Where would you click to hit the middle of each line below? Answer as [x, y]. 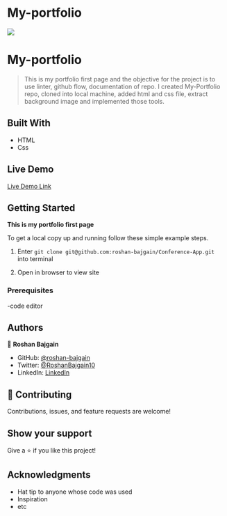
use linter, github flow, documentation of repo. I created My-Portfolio [122, 86]
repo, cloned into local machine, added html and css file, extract [116, 94]
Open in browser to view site [58, 272]
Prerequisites [30, 290]
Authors [25, 328]
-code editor [25, 306]
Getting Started [41, 208]
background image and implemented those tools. [94, 101]
